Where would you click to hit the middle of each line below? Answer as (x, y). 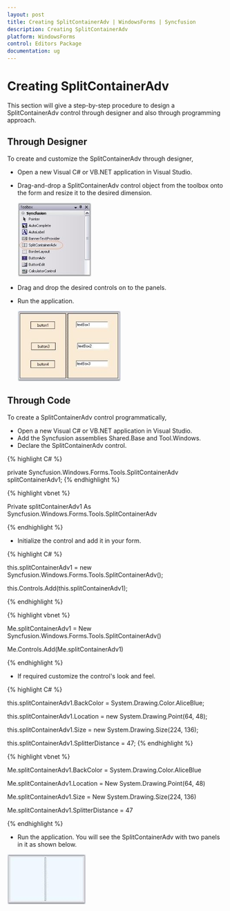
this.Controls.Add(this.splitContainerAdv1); (67, 588)
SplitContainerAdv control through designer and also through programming (114, 112)
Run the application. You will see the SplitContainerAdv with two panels (118, 837)
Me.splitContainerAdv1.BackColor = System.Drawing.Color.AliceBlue (104, 770)
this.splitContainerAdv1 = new (49, 567)
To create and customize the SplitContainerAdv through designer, (100, 159)
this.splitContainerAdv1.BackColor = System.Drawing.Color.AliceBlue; (106, 703)
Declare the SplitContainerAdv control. (72, 445)
